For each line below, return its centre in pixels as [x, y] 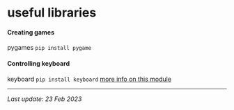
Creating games [31, 32]
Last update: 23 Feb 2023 [45, 99]
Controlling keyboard [39, 63]
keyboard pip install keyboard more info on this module [89, 79]
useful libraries [52, 13]
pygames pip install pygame [49, 48]
